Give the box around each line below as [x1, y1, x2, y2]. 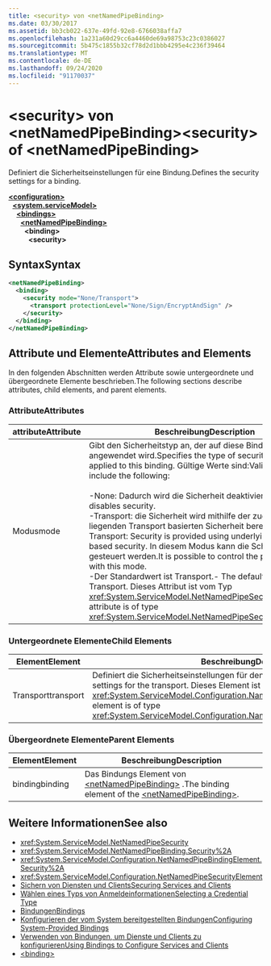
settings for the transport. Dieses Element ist [92, 679, 261, 690]
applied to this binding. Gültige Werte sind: [88, 460, 250, 471]
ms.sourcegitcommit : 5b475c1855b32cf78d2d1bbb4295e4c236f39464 [8, 42, 226, 50]
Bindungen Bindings [19, 906, 85, 916]
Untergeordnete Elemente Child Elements [8, 635, 172, 646]
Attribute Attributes [8, 405, 85, 416]
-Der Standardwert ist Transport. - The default [88, 570, 265, 581]
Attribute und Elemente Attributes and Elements [8, 346, 252, 360]
